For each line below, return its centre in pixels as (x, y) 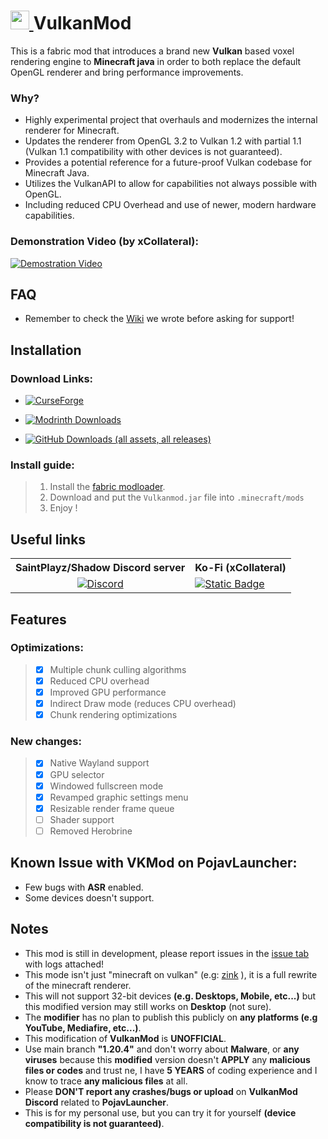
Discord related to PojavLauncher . (97, 1102)
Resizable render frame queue (112, 808)
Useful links (48, 539)
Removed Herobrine (91, 831)
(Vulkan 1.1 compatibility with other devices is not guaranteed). (153, 152)
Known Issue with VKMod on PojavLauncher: (154, 863)
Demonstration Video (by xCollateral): (104, 242)
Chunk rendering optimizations (113, 715)
